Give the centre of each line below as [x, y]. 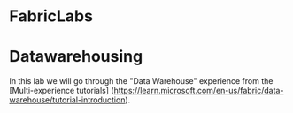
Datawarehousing [76, 57]
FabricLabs [51, 16]
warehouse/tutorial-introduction [67, 100]
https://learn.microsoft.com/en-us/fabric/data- [199, 91]
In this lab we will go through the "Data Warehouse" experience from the [141, 81]
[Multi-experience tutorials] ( [62, 91]
